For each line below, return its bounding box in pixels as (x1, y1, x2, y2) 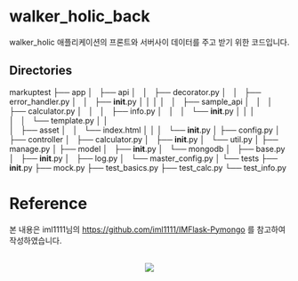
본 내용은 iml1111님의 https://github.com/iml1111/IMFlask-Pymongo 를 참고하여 (9, 224, 286, 235)
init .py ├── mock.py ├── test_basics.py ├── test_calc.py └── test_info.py (9, 162, 287, 173)
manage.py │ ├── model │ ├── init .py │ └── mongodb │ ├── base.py (9, 143, 286, 154)
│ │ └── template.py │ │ (9, 115, 109, 125)
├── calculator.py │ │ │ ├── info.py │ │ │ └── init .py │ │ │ (9, 105, 255, 116)
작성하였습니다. (9, 235, 62, 245)
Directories (9, 63, 73, 78)
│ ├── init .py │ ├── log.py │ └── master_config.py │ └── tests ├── (9, 153, 278, 164)
